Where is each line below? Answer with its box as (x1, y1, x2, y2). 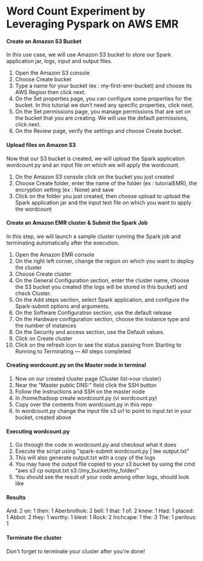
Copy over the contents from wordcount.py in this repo (15, 401, 153, 408)
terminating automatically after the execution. (6, 239, 119, 246)
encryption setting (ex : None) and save (15, 186, 114, 193)
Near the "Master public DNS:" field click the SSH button (15, 381, 157, 389)
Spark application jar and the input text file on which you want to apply (15, 199, 192, 206)
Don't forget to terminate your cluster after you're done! (6, 548, 145, 555)
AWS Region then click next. (15, 89, 86, 96)
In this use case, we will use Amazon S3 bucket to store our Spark (6, 51, 171, 58)
